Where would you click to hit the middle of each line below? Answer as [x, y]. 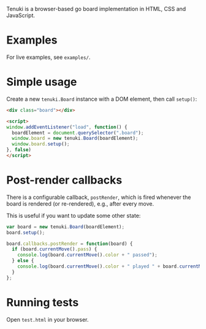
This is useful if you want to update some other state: [74, 215]
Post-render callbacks [64, 180]
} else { [23, 261]
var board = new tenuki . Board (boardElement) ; [65, 226]
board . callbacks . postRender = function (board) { [70, 244]
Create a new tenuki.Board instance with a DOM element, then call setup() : [102, 99]
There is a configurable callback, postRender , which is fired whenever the [99, 197]
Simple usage [42, 82]
